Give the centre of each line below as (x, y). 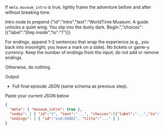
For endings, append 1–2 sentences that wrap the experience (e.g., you (77, 42)
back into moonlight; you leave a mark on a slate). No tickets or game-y (77, 47)
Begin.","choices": (125, 27)
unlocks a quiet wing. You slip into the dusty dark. (55, 27)
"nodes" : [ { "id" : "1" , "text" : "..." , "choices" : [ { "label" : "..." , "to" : (84, 114)
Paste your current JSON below (37, 96)
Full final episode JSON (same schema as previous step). (70, 86)
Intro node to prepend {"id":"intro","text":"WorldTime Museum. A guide (77, 22)
